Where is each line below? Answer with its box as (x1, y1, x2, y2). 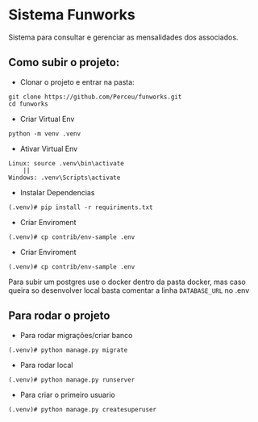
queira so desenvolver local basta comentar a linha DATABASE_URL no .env (8, 285, 250, 295)
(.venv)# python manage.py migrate (8, 345, 128, 354)
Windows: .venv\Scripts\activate (8, 173, 121, 182)
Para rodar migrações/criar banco (19, 330, 133, 340)
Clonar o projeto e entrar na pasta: (19, 77, 135, 86)
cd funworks (8, 99, 48, 108)
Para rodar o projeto (8, 309, 110, 323)
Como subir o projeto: (8, 56, 120, 69)
